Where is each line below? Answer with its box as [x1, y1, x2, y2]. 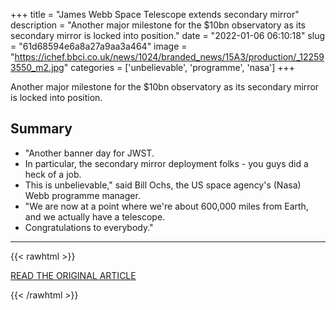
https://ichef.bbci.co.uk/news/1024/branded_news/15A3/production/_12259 [14, 51, 325, 63]
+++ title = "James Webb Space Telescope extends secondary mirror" [10, 9, 300, 20]
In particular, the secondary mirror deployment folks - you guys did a [24, 157, 309, 169]
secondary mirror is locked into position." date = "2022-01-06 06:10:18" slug [10, 30, 326, 41]
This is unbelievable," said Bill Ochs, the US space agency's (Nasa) [24, 179, 302, 191]
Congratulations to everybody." [24, 221, 154, 233]
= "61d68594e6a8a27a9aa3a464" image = [10, 40, 188, 52]
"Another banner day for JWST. [24, 147, 155, 159]
